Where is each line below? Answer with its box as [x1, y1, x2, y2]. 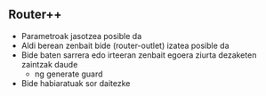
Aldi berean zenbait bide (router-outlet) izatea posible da [20, 40, 230, 51]
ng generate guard [34, 68, 103, 79]
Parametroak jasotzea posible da [20, 30, 142, 41]
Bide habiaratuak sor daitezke [20, 77, 131, 88]
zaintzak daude [20, 59, 78, 69]
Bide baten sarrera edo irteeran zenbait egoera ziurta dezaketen [20, 49, 257, 60]
